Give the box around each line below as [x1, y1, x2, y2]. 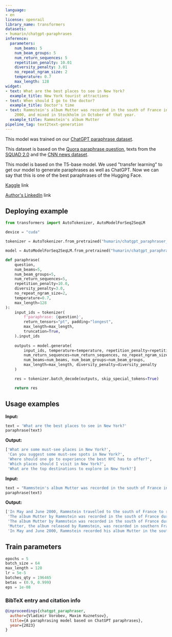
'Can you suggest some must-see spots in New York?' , [7, 452, 125, 457]
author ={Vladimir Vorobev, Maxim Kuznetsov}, [10, 613, 109, 618]
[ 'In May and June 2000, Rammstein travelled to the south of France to [5, 509, 164, 515]
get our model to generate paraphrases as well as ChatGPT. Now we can [5, 167, 159, 173]
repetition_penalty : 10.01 [14, 60, 72, 65]
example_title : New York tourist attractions [10, 93, 109, 98]
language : [5, 7, 27, 13]
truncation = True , [24, 329, 60, 334]
